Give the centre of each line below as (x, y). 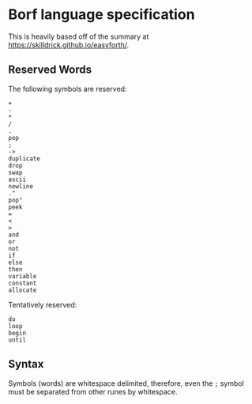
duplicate (24, 159)
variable (23, 276)
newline (21, 186)
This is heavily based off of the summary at (79, 36)
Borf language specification (102, 15)
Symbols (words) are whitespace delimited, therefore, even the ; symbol (126, 383)
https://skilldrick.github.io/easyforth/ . (69, 44)
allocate (23, 290)
